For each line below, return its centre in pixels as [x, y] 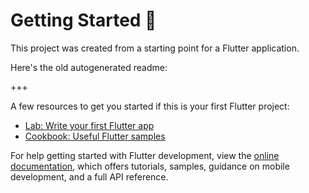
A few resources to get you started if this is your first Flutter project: [150, 106]
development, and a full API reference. [89, 176]
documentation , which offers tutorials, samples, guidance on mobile [150, 166]
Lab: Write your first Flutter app [89, 125]
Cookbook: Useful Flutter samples [95, 136]
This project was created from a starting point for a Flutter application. [155, 48]
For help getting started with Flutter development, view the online [145, 155]
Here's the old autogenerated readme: [89, 67]
